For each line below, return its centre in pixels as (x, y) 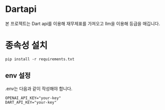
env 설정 (18, 76)
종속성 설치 (26, 46)
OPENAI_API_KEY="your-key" (33, 98)
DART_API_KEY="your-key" (31, 102)
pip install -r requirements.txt (40, 59)
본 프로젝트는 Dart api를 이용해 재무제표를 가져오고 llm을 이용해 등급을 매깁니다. (83, 23)
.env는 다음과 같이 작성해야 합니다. (39, 89)
